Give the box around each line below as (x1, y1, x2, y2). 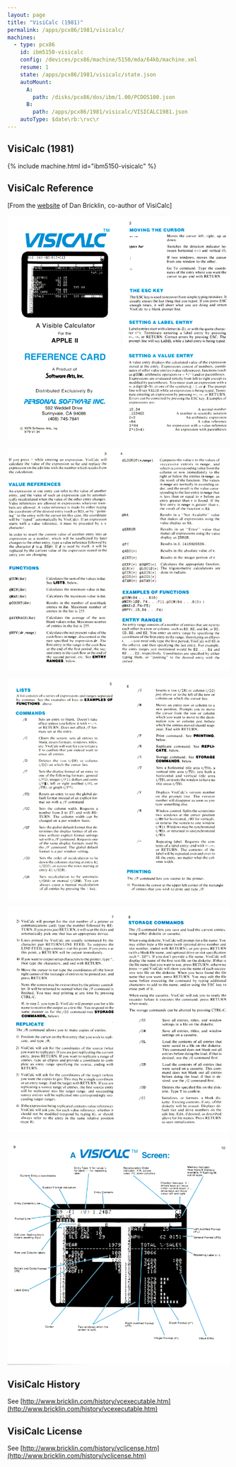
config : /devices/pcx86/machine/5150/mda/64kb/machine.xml (20, 57, 198, 64)
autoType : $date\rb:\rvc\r (20, 116, 100, 123)
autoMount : (20, 79, 52, 86)
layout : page (7, 11, 46, 18)
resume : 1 (20, 64, 49, 71)
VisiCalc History (7, 1379, 81, 1391)
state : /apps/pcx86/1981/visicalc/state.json (20, 71, 157, 78)
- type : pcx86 (13, 41, 55, 49)
